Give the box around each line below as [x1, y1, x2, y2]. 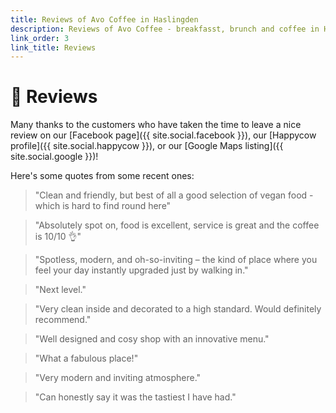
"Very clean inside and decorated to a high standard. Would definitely [34, 303, 322, 315]
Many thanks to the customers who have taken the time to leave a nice [10, 119, 302, 131]
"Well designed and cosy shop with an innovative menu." [34, 333, 270, 345]
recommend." [34, 314, 92, 326]
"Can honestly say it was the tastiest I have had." [34, 391, 237, 403]
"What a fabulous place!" [34, 352, 139, 365]
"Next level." [34, 284, 87, 296]
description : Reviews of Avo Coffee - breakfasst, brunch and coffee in [10, 24, 320, 34]
